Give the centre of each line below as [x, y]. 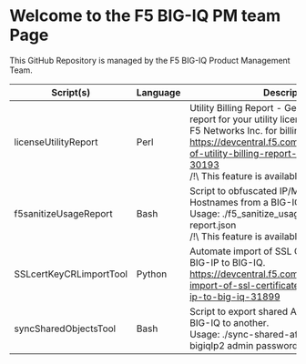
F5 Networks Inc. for [234, 130]
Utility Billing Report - [236, 107]
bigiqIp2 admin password [244, 345]
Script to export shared [239, 311]
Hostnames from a [229, 202]
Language [158, 92]
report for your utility [234, 119]
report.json [213, 225]
